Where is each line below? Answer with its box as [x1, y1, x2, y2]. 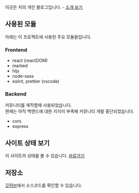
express [12, 123, 28, 129]
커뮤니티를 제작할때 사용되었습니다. [5, 102, 72, 108]
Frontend [5, 46, 27, 53]
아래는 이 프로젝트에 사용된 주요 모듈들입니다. [5, 34, 92, 40]
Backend [5, 91, 27, 97]
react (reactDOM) [12, 58, 48, 64]
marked [12, 63, 28, 69]
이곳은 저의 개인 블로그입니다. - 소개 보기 [5, 4, 83, 10]
